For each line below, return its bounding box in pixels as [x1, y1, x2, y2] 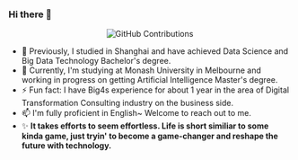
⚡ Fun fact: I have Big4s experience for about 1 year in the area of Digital [21, 84, 289, 95]
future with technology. [21, 140, 112, 151]
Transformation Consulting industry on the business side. [21, 98, 234, 109]
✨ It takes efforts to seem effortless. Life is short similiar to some [21, 120, 269, 131]
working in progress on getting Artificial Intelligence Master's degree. [21, 75, 278, 85]
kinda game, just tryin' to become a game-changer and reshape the [21, 130, 279, 142]
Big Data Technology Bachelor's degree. [21, 56, 171, 67]
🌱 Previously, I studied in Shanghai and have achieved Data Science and [21, 46, 289, 57]
